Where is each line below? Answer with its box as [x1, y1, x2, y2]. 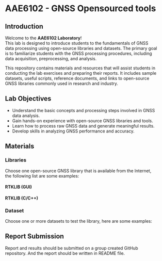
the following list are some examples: [5, 173, 79, 179]
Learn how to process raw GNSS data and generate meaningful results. [12, 123, 155, 129]
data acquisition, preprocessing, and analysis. [5, 56, 97, 61]
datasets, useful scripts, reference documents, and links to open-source [5, 76, 149, 81]
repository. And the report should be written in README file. [5, 250, 125, 256]
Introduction [5, 22, 44, 31]
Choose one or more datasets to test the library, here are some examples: [5, 218, 152, 224]
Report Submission [5, 232, 64, 241]
